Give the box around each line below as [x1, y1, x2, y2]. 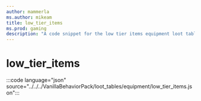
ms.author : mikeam [6, 14, 52, 20]
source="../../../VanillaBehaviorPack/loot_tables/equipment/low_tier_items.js [6, 83, 193, 90]
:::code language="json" [6, 76, 66, 84]
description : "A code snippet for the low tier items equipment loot [6, 31, 184, 37]
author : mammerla [6, 8, 50, 15]
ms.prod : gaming [6, 25, 47, 32]
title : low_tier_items [6, 20, 63, 26]
